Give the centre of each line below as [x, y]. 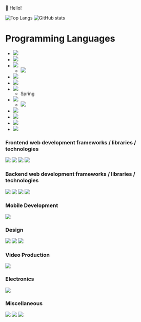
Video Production [28, 255]
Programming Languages [60, 39]
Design [14, 230]
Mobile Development [32, 205]
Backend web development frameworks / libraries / [70, 174]
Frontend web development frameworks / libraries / [71, 142]
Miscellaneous [24, 303]
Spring [27, 93]
